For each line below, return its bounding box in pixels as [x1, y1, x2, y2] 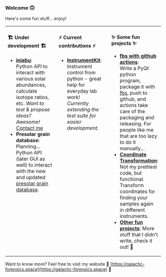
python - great [67, 75, 102, 82]
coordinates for [120, 188, 156, 195]
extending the [67, 106, 99, 113]
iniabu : [16, 57, 33, 64]
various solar [16, 75, 46, 82]
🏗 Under [7, 34, 30, 41]
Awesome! [16, 118, 41, 125]
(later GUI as [16, 155, 45, 162]
